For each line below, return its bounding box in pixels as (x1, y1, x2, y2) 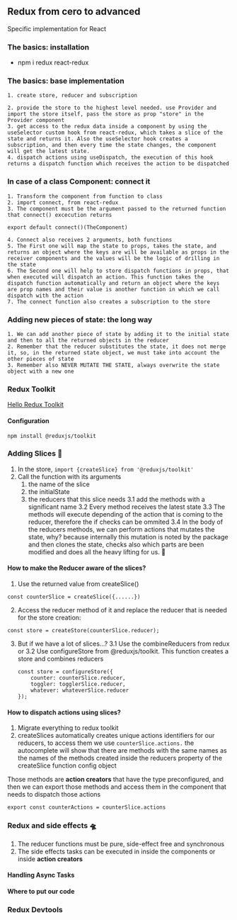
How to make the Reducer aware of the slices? (7, 563, 146, 573)
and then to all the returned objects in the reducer (7, 337, 170, 344)
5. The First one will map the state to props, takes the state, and (7, 242, 217, 249)
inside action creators (17, 854, 83, 863)
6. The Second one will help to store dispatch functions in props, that (7, 267, 230, 274)
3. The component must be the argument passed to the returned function (7, 205, 226, 212)
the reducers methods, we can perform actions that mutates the (28, 524, 215, 534)
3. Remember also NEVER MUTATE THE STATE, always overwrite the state (7, 361, 220, 369)
